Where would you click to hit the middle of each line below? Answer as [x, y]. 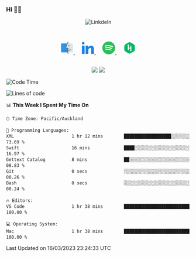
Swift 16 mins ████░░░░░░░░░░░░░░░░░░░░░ [98, 148]
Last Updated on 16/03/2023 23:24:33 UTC [59, 248]
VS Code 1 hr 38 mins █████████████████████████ [98, 207]
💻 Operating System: [32, 224]
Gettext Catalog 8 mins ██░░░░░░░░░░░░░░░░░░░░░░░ [98, 160]
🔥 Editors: [20, 201]
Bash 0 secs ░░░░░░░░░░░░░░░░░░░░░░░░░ [98, 183]
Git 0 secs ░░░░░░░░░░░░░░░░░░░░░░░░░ [98, 172]
